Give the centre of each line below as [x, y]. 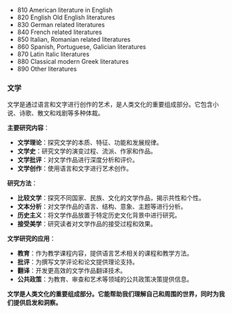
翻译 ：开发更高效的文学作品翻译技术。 [71, 271]
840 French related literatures [59, 32]
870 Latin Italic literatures [53, 54]
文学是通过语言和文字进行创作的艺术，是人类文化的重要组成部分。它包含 [110, 105]
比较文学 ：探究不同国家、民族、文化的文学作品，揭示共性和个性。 [111, 198]
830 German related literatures [61, 25]
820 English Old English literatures [66, 17]
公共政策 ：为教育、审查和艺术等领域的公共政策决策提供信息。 [105, 279]
